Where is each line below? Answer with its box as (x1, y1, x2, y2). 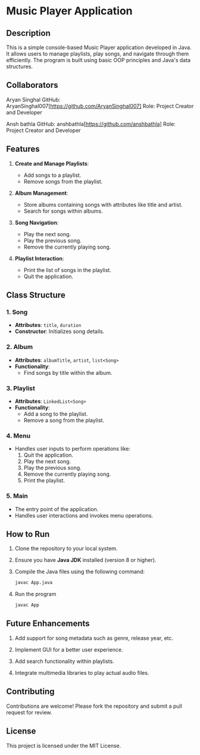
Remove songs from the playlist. (23, 178, 103, 185)
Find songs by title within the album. (23, 369, 112, 376)
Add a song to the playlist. (23, 410, 88, 417)
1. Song (6, 308, 28, 316)
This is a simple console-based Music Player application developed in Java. (6, 44, 192, 51)
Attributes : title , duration (14, 322, 82, 329)
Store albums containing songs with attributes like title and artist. (23, 201, 183, 208)
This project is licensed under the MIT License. (6, 742, 121, 749)
